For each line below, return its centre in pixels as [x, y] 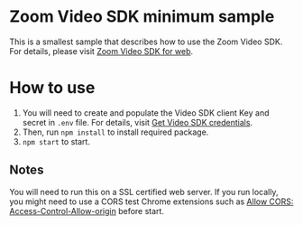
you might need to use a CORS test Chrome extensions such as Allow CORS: [151, 202]
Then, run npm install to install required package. [115, 132]
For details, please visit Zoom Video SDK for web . [101, 51]
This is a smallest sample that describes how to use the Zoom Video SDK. [146, 42]
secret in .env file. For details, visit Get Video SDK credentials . [138, 122]
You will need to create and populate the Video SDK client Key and [146, 112]
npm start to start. [56, 141]
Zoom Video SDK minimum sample [142, 17]
